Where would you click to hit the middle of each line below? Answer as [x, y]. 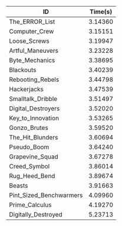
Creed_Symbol [29, 166]
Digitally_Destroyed [36, 214]
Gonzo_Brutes [29, 128]
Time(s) [101, 12]
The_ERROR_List [32, 22]
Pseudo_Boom [29, 147]
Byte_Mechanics [32, 60]
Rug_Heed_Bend [32, 176]
